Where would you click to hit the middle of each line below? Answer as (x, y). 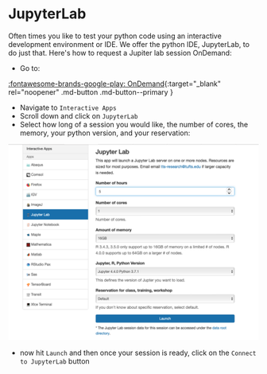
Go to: (30, 68)
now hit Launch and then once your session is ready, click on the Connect (138, 353)
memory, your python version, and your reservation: (105, 133)
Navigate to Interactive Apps (68, 107)
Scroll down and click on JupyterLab (79, 115)
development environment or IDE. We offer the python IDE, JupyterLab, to (129, 44)
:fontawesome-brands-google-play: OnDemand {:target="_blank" (114, 84)
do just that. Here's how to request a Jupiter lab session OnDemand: (120, 53)
